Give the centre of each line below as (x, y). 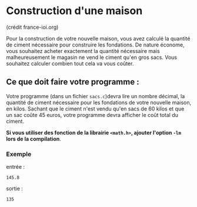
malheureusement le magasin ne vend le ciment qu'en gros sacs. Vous (92, 57)
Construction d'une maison (74, 11)
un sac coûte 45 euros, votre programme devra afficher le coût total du (92, 115)
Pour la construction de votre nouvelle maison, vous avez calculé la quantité (98, 38)
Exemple (19, 154)
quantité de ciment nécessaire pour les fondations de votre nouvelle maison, (99, 102)
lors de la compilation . (34, 139)
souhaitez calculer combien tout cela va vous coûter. (70, 64)
